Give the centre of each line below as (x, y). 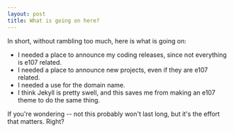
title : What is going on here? (54, 21)
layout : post (27, 14)
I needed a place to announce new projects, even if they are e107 (112, 70)
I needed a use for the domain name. (71, 85)
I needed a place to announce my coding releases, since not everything (122, 55)
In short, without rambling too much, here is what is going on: (97, 41)
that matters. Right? (36, 121)
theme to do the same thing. (59, 100)
